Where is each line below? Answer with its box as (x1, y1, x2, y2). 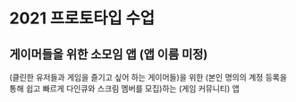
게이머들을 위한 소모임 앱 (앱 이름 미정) (9, 47, 208, 62)
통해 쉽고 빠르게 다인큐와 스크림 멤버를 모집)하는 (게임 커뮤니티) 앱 (9, 83, 240, 94)
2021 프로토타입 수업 (9, 8, 155, 29)
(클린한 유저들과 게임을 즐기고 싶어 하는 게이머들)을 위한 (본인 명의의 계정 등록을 (9, 72, 288, 82)
